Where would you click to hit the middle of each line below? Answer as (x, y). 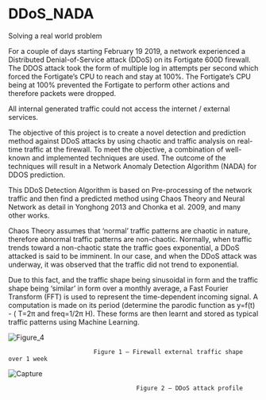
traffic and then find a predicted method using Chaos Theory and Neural (127, 198)
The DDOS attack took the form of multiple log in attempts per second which (133, 67)
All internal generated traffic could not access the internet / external (119, 109)
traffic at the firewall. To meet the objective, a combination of (124, 149)
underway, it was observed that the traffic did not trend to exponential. (124, 264)
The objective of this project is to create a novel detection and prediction (127, 133)
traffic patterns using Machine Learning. (74, 321)
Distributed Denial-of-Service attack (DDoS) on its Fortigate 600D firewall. (130, 60)
